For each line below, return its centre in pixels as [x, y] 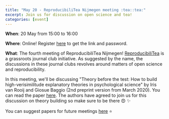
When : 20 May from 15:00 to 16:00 [41, 34]
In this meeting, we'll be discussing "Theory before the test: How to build [81, 80]
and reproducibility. [25, 69]
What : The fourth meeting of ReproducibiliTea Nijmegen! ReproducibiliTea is [85, 53]
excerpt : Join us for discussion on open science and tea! [69, 15]
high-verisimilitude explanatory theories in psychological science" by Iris [81, 85]
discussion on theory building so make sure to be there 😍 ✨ [68, 101]
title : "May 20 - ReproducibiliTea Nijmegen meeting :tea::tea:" [75, 10]
